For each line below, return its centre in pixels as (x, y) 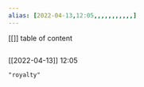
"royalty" (25, 75)
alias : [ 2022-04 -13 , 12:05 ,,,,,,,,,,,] (72, 15)
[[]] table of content (41, 38)
